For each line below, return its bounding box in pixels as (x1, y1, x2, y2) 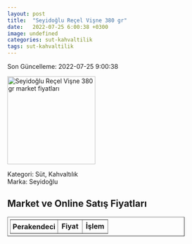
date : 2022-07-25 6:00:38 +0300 (7, 23, 109, 30)
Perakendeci (13, 221, 56, 231)
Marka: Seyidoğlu (7, 177, 58, 186)
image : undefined (7, 30, 58, 37)
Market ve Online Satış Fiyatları (7, 198, 148, 210)
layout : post (7, 10, 46, 18)
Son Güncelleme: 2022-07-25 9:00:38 (7, 63, 118, 70)
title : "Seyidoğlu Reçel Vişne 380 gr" (7, 17, 128, 24)
